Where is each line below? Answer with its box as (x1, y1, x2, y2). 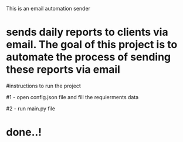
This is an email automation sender (6, 5, 91, 12)
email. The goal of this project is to (6, 38, 178, 52)
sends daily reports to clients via (6, 26, 168, 39)
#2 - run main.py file (6, 105, 56, 112)
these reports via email (6, 63, 120, 76)
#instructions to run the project (6, 82, 81, 89)
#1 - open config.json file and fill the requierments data (6, 93, 139, 100)
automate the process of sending (6, 50, 171, 64)
